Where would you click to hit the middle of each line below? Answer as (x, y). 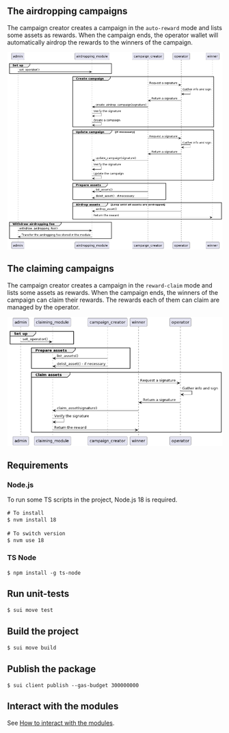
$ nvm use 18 (26, 541)
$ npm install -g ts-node (44, 573)
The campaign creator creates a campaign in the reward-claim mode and (110, 285)
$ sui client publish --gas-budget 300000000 (73, 685)
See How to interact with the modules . (61, 723)
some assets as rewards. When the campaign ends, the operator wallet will (113, 35)
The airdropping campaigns (67, 11)
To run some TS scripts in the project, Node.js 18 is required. (92, 500)
